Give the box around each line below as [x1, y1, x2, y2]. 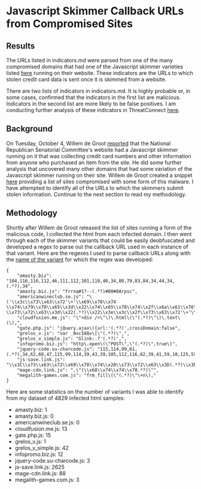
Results [6, 41, 35, 51]
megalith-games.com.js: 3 [14, 476, 80, 483]
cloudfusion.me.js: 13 [14, 425, 68, 432]
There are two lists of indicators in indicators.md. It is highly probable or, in [6, 87, 191, 94]
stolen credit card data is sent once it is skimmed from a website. [6, 76, 167, 83]
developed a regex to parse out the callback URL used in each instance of [6, 243, 188, 250]
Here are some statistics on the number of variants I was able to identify [6, 388, 184, 395]
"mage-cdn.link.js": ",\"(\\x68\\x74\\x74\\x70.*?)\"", [17, 367, 160, 373]
